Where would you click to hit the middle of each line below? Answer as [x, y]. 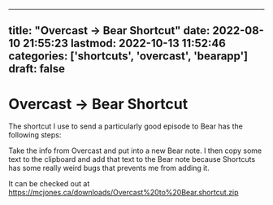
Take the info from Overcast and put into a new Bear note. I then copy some [135, 150]
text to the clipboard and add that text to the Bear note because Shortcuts [132, 159]
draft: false [37, 69]
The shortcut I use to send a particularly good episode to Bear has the [126, 126]
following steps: [35, 135]
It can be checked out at [49, 184]
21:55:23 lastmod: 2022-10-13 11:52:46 [124, 44]
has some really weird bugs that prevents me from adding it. [109, 168]
